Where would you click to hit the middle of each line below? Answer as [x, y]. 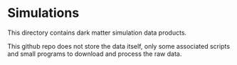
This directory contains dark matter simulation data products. [97, 32]
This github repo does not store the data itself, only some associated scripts [118, 46]
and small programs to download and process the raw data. [95, 54]
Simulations [43, 13]
